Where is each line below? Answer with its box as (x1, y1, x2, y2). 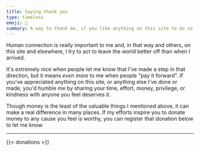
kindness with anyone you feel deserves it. (6, 91, 111, 98)
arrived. (6, 54, 26, 61)
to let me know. (6, 121, 43, 128)
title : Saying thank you (6, 8, 68, 15)
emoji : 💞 (6, 20, 28, 26)
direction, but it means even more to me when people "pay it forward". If (6, 72, 183, 79)
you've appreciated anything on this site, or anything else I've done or (6, 78, 177, 86)
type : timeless (6, 14, 44, 20)
